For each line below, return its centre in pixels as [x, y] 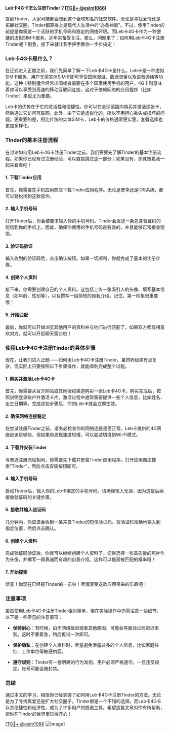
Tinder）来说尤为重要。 [30, 96]
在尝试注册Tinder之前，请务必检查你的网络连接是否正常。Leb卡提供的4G [81, 428]
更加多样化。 [18, 126]
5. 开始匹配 [17, 315]
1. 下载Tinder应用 [24, 178]
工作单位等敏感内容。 [44, 651]
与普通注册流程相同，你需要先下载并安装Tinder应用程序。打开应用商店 [78, 459]
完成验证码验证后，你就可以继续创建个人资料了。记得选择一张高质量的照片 [83, 553]
